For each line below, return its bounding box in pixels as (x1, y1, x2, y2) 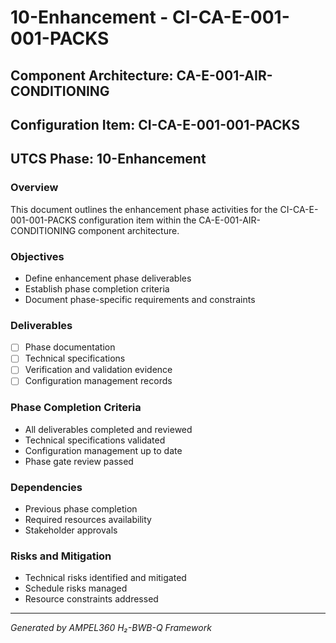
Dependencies (10, 480, 83, 494)
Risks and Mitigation (10, 549, 112, 563)
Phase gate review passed (24, 455, 134, 467)
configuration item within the (78, 214, 197, 226)
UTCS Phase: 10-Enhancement (10, 151, 207, 168)
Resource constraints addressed (24, 593, 159, 605)
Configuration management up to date (24, 444, 183, 456)
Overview (10, 181, 59, 195)
